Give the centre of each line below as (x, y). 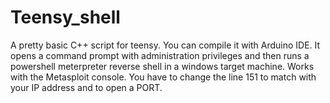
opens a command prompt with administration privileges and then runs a (160, 55)
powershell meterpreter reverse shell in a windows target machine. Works (162, 66)
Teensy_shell (65, 17)
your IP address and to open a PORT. (86, 87)
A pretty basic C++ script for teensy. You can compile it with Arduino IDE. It (165, 45)
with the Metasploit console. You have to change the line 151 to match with (163, 77)
